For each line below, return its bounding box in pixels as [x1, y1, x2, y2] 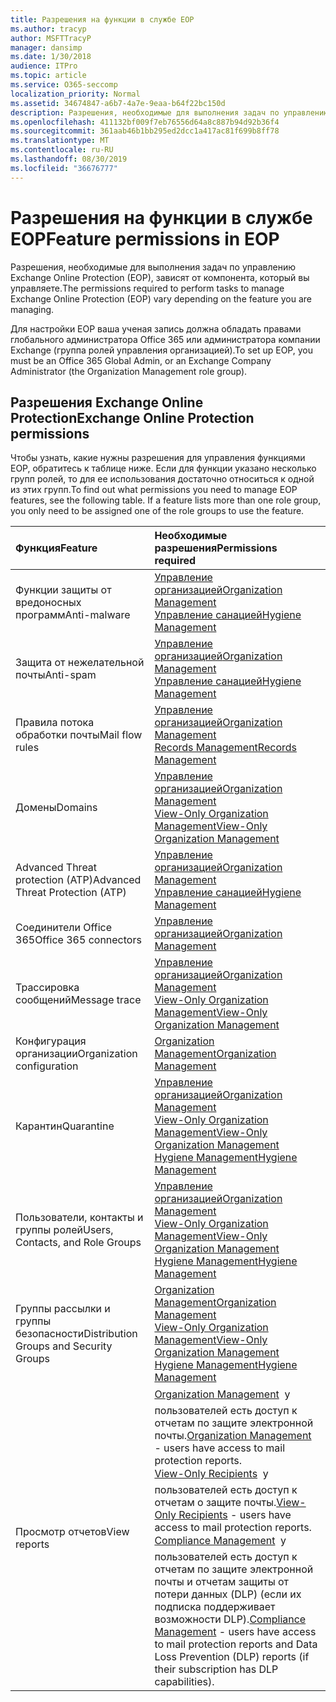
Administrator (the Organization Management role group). [10, 365, 248, 377]
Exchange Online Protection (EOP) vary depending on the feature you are [10, 292, 312, 305]
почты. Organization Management [154, 1429, 312, 1443]
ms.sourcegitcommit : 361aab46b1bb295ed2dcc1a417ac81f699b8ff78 [10, 126, 280, 136]
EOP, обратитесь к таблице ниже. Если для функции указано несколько [10, 462, 317, 475]
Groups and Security [15, 1339, 113, 1353]
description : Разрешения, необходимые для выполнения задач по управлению [10, 107, 329, 118]
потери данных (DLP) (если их [154, 1587, 302, 1601]
